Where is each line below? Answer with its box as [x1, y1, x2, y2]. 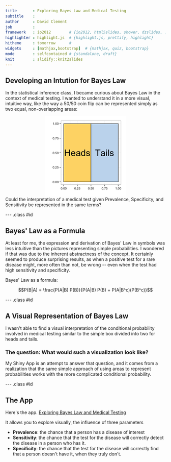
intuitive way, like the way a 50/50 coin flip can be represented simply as [5, 101, 158, 107]
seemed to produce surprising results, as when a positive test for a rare [5, 256, 155, 262]
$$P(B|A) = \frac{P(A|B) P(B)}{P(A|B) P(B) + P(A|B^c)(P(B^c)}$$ [18, 287, 153, 293]
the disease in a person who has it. [12, 440, 86, 446]
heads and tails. [5, 336, 39, 342]
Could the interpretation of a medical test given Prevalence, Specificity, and [5, 197, 164, 203]
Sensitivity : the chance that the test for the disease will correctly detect [12, 434, 164, 441]
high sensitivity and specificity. [5, 267, 70, 273]
